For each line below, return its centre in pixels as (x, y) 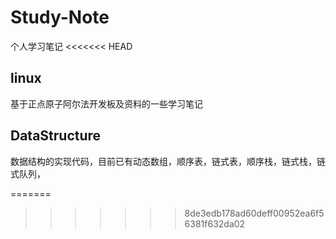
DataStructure (56, 136)
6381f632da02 (215, 223)
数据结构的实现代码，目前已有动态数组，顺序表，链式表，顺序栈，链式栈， (163, 161)
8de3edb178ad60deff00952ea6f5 (254, 213)
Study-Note (60, 17)
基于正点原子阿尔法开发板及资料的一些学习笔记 (106, 103)
